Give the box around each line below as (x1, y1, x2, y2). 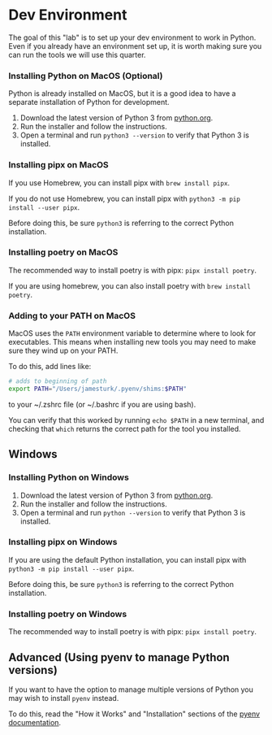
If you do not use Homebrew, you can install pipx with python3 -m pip (8, 194, 241, 203)
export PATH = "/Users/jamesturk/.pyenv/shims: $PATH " (8, 385, 187, 393)
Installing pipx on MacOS (8, 159, 110, 171)
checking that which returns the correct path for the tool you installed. (8, 424, 241, 433)
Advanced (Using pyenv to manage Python (8, 650, 230, 664)
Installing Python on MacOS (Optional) (8, 70, 164, 81)
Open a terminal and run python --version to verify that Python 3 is (19, 507, 246, 517)
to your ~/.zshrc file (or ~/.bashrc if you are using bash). (8, 399, 196, 409)
